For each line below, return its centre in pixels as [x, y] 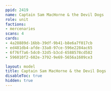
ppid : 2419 [17, 10]
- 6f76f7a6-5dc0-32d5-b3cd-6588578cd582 [49, 52]
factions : [16, 24]
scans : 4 [15, 34]
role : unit [17, 19]
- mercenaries [20, 29]
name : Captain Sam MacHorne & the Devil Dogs [54, 15]
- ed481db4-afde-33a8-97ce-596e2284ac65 [49, 48]
